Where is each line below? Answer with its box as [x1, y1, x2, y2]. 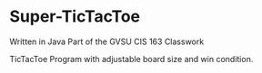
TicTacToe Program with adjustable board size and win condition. [9, 53, 254, 64]
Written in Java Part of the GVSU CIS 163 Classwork [9, 36, 205, 47]
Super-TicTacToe [9, 6, 141, 27]
